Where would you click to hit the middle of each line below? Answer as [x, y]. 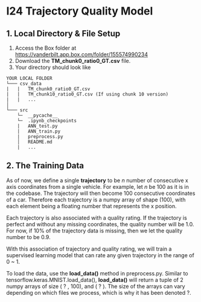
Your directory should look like [53, 67]
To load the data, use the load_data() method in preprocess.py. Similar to [97, 273]
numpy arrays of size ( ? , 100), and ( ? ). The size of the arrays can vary [96, 286]
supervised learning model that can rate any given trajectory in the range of [100, 255]
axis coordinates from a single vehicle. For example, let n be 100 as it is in [97, 186]
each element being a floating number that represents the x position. [91, 206]
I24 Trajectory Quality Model [80, 11]
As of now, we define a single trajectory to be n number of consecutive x [97, 180]
